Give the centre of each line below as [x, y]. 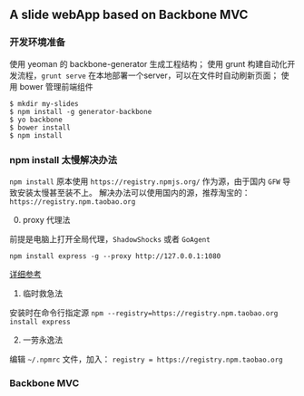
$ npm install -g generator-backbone [81, 111]
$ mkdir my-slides [44, 103]
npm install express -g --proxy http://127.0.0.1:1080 [115, 256]
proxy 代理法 [46, 219]
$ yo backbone [36, 120]
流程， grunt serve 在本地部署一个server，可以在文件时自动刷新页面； [148, 75]
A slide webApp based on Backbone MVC [129, 15]
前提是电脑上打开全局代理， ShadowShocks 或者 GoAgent [110, 238]
